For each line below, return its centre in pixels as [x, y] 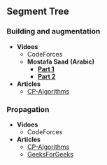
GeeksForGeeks [50, 154]
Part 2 [47, 76]
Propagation [28, 109]
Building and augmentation [53, 31]
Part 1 [46, 69]
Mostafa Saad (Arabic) [61, 62]
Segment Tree [38, 12]
